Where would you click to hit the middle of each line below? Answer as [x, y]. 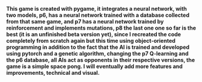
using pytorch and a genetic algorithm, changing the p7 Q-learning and [97, 53]
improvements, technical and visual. [53, 73]
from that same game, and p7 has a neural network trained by [85, 21]
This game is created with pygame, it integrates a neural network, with [97, 9]
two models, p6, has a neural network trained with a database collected [98, 15]
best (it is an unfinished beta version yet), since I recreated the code [94, 34]
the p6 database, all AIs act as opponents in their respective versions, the [101, 60]
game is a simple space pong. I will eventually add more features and [95, 66]
